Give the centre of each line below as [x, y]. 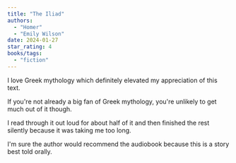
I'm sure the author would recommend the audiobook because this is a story [118, 144]
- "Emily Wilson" [39, 34]
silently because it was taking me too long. [70, 130]
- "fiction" [31, 60]
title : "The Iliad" [36, 14]
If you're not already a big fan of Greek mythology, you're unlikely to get [112, 101]
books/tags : [25, 54]
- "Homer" [28, 27]
